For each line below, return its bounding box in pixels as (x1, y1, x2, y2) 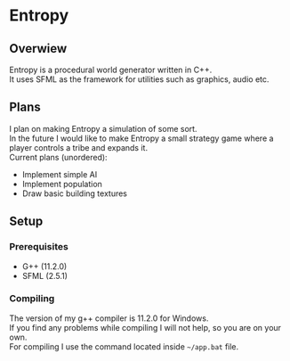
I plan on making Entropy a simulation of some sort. (9, 123, 197, 134)
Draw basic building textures (21, 188, 127, 199)
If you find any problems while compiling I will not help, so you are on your (9, 322, 282, 332)
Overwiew (9, 41, 68, 56)
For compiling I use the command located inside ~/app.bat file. (9, 340, 239, 352)
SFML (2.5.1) (21, 270, 68, 281)
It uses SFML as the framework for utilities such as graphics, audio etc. (9, 74, 270, 85)
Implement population (21, 178, 102, 189)
